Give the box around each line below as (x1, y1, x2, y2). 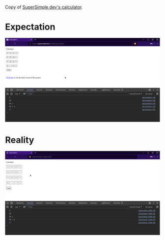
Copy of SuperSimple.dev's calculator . (5, 4, 83, 10)
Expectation (5, 22, 55, 32)
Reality (5, 135, 34, 146)
